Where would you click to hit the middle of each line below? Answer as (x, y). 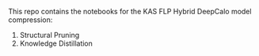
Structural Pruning (50, 35)
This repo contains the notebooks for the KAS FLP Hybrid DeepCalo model (130, 11)
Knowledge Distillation (56, 43)
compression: (30, 20)
